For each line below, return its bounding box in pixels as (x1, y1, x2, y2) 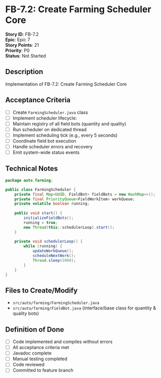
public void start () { (14, 211, 62, 216)
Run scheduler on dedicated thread (12, 126, 87, 133)
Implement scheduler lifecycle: (12, 115, 77, 121)
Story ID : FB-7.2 (5, 31, 39, 37)
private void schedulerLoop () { (14, 239, 83, 244)
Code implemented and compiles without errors (12, 339, 113, 344)
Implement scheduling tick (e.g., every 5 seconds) (12, 132, 118, 138)
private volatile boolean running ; (14, 201, 90, 206)
